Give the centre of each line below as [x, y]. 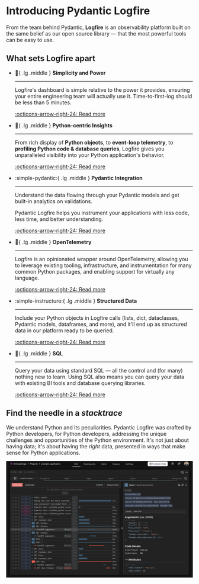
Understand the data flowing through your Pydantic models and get [97, 195]
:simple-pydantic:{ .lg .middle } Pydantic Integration [79, 178]
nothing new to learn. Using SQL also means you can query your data [99, 377]
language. [27, 278]
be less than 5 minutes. [43, 102]
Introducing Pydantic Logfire [78, 11]
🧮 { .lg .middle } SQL [39, 353]
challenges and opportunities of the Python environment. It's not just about [98, 440]
